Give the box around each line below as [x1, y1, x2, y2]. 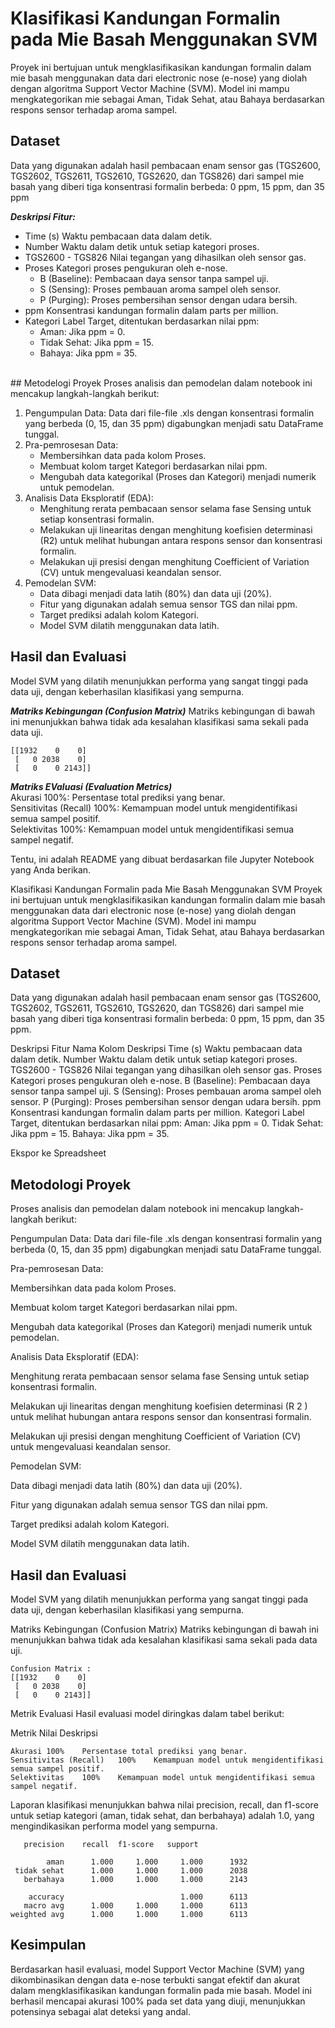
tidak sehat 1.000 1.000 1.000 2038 [14, 1866, 248, 1876]
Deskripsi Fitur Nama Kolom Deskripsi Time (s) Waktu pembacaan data [10, 1043, 303, 1055]
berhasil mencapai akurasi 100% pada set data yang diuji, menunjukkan [10, 1995, 306, 2007]
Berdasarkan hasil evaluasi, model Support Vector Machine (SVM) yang [10, 1963, 305, 1975]
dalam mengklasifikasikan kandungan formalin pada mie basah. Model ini [10, 1984, 312, 1996]
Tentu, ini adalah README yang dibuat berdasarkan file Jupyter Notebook [10, 853, 315, 865]
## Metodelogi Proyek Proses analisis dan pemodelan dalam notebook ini [10, 377, 313, 389]
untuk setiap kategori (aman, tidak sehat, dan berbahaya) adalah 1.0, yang [10, 1810, 315, 1821]
